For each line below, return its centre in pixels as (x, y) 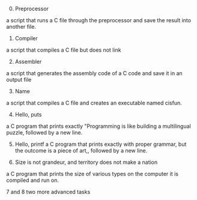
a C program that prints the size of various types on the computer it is (92, 174)
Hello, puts (28, 114)
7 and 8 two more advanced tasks (48, 192)
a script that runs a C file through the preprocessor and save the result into (98, 20)
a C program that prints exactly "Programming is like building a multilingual (98, 126)
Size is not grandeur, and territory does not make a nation (86, 162)
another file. (21, 27)
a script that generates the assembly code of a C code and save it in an (95, 73)
